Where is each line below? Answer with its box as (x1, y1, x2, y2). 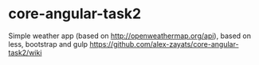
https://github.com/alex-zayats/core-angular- (89, 39, 239, 48)
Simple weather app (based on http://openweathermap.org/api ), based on (8, 31, 251, 40)
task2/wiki (8, 48, 42, 57)
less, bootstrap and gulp (8, 39, 88, 48)
